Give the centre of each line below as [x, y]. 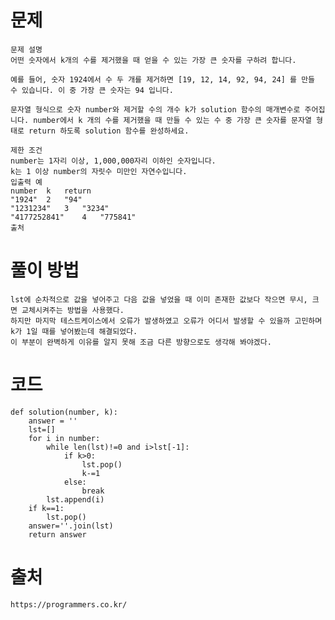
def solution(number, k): [64, 412]
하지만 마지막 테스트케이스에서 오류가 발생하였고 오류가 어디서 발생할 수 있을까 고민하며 [166, 321]
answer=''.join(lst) [71, 526]
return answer [57, 534]
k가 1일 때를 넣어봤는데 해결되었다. [74, 331]
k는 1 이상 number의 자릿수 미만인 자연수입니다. [99, 171]
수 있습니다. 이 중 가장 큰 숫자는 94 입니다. [92, 90]
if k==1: [46, 508]
